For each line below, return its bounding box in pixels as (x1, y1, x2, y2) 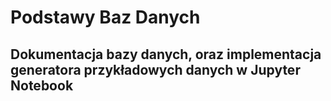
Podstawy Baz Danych (10, 6, 201, 29)
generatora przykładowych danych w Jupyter (10, 61, 301, 78)
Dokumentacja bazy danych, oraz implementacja (10, 46, 322, 63)
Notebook (10, 77, 74, 94)
